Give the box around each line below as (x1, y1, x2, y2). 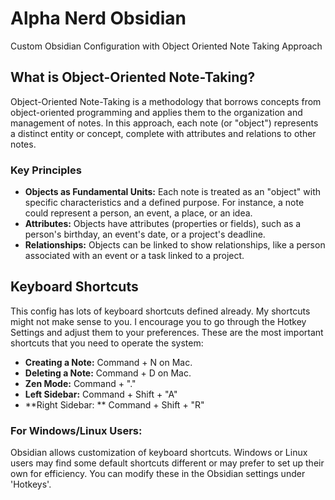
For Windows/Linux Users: (10, 423, 143, 437)
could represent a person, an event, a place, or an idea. (24, 207, 253, 219)
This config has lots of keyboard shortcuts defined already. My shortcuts (10, 305, 311, 317)
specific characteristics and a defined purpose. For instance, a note (24, 197, 305, 209)
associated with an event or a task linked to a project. (24, 250, 245, 262)
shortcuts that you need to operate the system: (10, 337, 204, 349)
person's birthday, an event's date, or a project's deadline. (24, 228, 266, 241)
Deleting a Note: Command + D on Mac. (24, 367, 192, 379)
